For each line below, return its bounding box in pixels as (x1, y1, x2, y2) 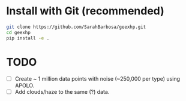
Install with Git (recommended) (6, 4, 165, 18)
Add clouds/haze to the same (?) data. (14, 88, 110, 95)
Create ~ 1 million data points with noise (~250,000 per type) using (14, 75, 181, 82)
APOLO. (14, 82, 35, 89)
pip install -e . (6, 35, 50, 41)
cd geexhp (6, 29, 31, 35)
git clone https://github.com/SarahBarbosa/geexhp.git (6, 24, 146, 30)
